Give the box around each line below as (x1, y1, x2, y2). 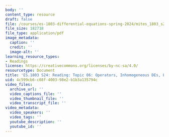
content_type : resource (5, 12, 55, 17)
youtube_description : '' (10, 119, 62, 124)
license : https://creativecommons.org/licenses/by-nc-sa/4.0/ (5, 63, 138, 68)
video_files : (5, 82, 33, 87)
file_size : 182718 (5, 26, 44, 31)
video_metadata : (5, 105, 39, 110)
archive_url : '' (10, 86, 44, 92)
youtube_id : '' (10, 124, 42, 129)
